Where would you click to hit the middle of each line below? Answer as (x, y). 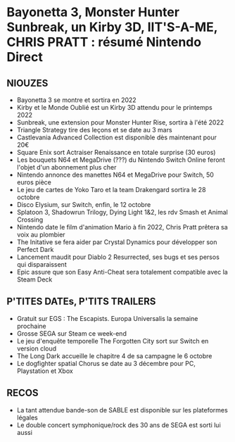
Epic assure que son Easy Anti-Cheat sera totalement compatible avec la (122, 272)
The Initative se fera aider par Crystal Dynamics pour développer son (117, 242)
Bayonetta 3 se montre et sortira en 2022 (76, 100)
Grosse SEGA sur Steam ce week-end (72, 333)
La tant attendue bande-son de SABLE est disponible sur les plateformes (122, 410)
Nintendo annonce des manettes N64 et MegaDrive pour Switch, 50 (115, 175)
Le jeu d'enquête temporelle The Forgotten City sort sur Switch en (113, 341)
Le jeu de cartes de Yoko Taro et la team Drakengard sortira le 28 (111, 190)
